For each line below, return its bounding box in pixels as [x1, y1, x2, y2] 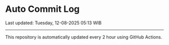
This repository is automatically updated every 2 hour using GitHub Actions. [5, 34, 162, 40]
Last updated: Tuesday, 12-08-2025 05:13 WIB [5, 20, 102, 26]
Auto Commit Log [5, 3, 80, 15]
